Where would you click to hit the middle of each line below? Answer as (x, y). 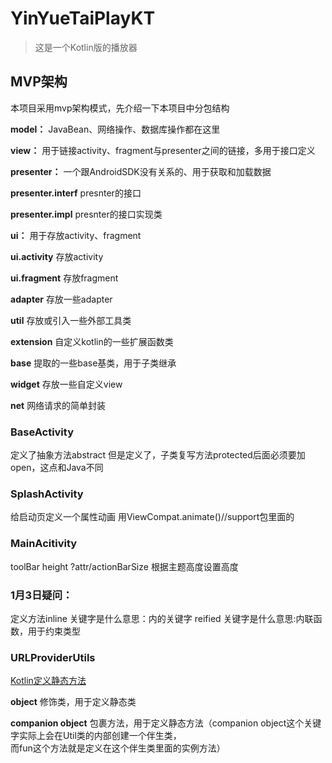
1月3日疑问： (41, 595)
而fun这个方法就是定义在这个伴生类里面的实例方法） (118, 748)
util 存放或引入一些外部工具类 (71, 320)
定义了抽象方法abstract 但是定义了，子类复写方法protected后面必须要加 (158, 455)
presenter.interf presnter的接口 (76, 193)
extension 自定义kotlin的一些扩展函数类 (92, 341)
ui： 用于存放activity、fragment (76, 235)
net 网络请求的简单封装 (58, 405)
